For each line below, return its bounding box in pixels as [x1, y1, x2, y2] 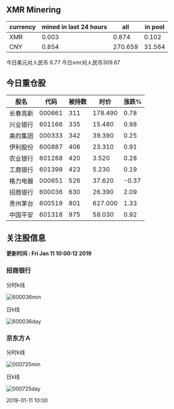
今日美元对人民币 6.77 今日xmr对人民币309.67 [6, 58, 121, 66]
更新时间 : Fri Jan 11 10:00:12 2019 [6, 250, 92, 257]
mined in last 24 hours [41, 22, 107, 31]
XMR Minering [6, 5, 61, 15]
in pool [145, 22, 165, 31]
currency [9, 22, 36, 31]
